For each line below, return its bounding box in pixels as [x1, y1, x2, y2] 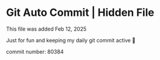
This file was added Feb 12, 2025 [6, 25, 87, 32]
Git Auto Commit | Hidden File [6, 6, 155, 19]
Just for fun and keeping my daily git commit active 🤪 [6, 36, 136, 44]
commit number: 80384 [6, 48, 64, 55]
